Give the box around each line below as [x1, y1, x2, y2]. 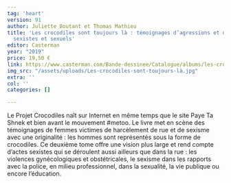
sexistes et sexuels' [13, 36, 76, 42]
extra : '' [7, 73, 36, 81]
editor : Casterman [7, 42, 60, 49]
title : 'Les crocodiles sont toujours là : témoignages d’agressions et [7, 29, 220, 36]
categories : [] [7, 86, 51, 93]
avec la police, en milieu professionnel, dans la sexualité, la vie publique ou [7, 162, 220, 171]
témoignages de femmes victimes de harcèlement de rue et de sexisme [7, 126, 210, 134]
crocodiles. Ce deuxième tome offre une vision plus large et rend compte [7, 141, 214, 149]
